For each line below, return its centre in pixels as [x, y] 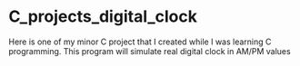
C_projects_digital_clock [103, 17]
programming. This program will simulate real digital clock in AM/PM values [150, 51]
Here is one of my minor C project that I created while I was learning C [140, 42]
